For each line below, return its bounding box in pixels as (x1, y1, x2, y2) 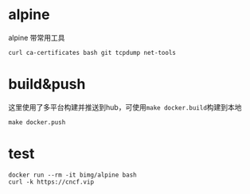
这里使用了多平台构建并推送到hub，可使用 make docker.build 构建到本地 (8, 102, 242, 112)
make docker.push (8, 118, 66, 126)
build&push (8, 76, 86, 93)
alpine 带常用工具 (8, 33, 65, 42)
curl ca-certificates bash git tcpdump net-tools (8, 48, 177, 56)
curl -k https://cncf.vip (8, 177, 94, 186)
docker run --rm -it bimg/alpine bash (8, 171, 137, 179)
